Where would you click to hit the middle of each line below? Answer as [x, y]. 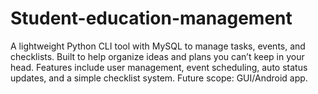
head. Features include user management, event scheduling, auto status [159, 67]
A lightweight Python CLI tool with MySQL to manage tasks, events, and [158, 46]
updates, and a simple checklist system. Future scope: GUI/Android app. [159, 78]
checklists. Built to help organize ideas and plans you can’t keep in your [157, 56]
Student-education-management [151, 18]
